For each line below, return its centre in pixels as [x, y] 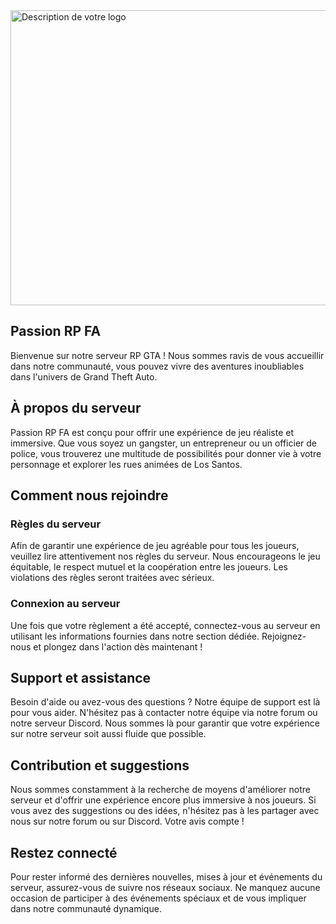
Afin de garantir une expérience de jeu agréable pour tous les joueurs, [155, 546]
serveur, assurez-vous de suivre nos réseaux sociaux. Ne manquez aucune [165, 888]
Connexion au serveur [65, 604]
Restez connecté [64, 852]
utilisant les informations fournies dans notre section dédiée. [135, 636]
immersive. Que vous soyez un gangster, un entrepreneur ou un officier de [164, 443]
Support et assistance [81, 678]
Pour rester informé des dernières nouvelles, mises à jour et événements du [166, 877]
